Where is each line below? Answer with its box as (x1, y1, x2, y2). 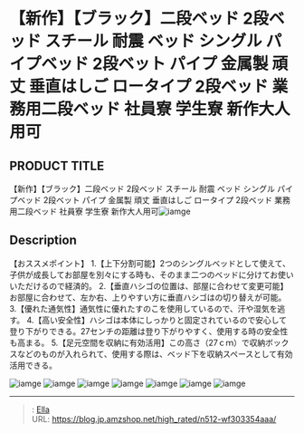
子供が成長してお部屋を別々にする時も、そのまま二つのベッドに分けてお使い (9, 269, 294, 280)
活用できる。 (9, 360, 57, 370)
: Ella (31, 404, 50, 415)
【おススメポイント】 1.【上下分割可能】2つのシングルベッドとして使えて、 (9, 257, 291, 268)
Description (9, 233, 77, 248)
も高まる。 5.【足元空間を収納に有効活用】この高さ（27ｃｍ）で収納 (9, 337, 266, 348)
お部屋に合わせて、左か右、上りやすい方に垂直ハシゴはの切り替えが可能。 (9, 292, 287, 303)
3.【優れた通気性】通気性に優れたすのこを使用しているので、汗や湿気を (9, 303, 278, 313)
